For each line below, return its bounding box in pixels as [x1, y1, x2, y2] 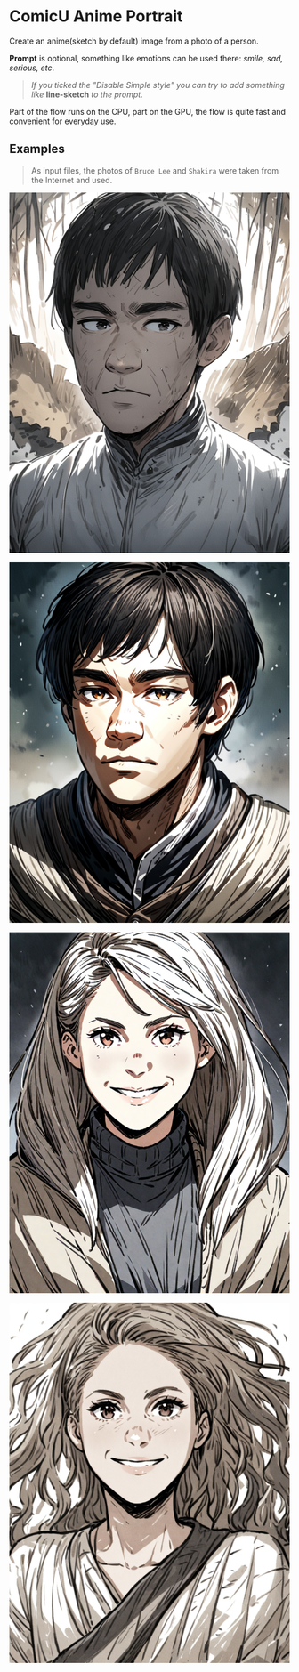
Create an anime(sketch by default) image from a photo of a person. [9, 36, 260, 46]
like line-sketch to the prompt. [30, 89, 144, 100]
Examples [9, 141, 65, 157]
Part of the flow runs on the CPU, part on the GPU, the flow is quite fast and [9, 106, 287, 117]
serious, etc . [9, 62, 55, 73]
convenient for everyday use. [9, 116, 117, 126]
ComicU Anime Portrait [9, 6, 183, 27]
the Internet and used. [30, 174, 113, 185]
